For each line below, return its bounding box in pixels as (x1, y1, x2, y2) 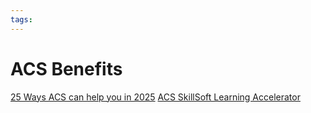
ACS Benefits (10, 57, 123, 80)
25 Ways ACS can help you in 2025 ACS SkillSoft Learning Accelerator (10, 91, 301, 103)
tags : (10, 14, 33, 25)
